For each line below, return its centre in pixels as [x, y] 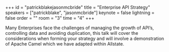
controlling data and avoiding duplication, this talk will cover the [72, 33]
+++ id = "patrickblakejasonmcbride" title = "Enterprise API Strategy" [78, 7]
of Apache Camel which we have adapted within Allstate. [65, 44]
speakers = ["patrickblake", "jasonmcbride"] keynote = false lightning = [80, 13]
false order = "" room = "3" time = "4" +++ [50, 18]
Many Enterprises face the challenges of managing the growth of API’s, [80, 28]
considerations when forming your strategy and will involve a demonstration [85, 38]
